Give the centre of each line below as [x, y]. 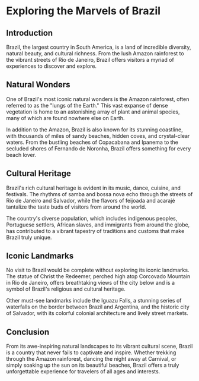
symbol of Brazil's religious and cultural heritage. [66, 289]
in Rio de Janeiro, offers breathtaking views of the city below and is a [91, 283]
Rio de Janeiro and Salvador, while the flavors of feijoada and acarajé [91, 200]
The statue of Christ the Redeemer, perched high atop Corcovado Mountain [98, 276]
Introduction [30, 33]
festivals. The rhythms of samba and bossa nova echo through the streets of [99, 194]
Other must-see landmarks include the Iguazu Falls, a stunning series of [94, 301]
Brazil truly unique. [29, 237]
